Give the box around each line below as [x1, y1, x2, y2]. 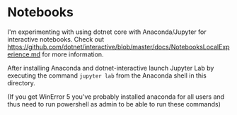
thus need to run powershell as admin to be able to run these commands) [7, 99, 221, 108]
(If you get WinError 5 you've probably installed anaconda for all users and [7, 92, 225, 101]
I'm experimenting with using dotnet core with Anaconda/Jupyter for [7, 28, 207, 36]
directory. [7, 78, 35, 87]
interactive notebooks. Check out [7, 35, 105, 43]
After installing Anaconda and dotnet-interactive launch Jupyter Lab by [7, 63, 214, 72]
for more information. [42, 50, 104, 59]
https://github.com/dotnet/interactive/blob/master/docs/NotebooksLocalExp [7, 42, 230, 51]
